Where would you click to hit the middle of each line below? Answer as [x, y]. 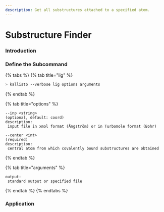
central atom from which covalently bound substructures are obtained [83, 148]
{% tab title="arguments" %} [35, 168]
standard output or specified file [45, 181]
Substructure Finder [48, 35]
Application [20, 203]
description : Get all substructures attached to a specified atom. [78, 10]
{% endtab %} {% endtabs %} [37, 190]
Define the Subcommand [36, 64]
